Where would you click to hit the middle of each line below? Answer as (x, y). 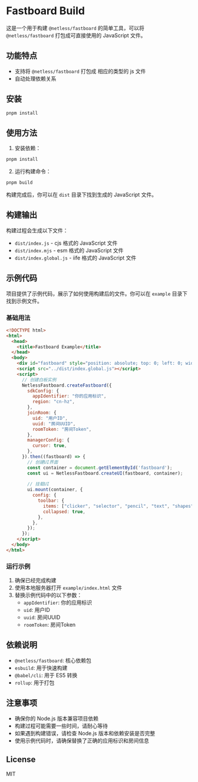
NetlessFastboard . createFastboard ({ (67, 385)
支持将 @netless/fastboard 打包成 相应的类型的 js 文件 (80, 71)
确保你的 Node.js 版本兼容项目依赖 (57, 718)
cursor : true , (49, 446)
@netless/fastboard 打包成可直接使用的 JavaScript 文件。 (76, 35)
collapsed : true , (64, 512)
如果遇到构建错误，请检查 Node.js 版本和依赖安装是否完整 (85, 733)
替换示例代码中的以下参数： (48, 595)
